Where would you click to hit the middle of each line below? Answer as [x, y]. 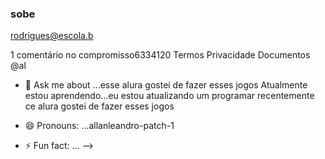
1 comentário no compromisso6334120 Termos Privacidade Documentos [160, 55]
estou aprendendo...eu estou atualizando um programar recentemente [169, 96]
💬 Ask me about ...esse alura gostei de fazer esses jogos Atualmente [166, 85]
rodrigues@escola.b [52, 36]
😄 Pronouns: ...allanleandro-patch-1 [99, 126]
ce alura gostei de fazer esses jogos [99, 106]
